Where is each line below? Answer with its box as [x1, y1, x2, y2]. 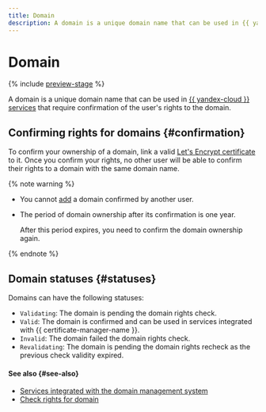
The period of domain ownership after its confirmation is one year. [19, 210, 236, 219]
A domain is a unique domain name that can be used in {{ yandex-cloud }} [8, 94, 250, 104]
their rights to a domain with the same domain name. [8, 164, 180, 174]
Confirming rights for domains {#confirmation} [8, 126, 245, 139]
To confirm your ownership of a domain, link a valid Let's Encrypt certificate [8, 147, 256, 157]
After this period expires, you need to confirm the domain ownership [19, 225, 243, 235]
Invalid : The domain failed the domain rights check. [19, 334, 191, 343]
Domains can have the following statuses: [8, 293, 144, 303]
